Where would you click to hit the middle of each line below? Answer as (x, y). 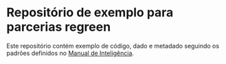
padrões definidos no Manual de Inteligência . (70, 53)
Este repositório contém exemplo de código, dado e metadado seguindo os (113, 46)
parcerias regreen (59, 27)
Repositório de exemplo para (90, 13)
